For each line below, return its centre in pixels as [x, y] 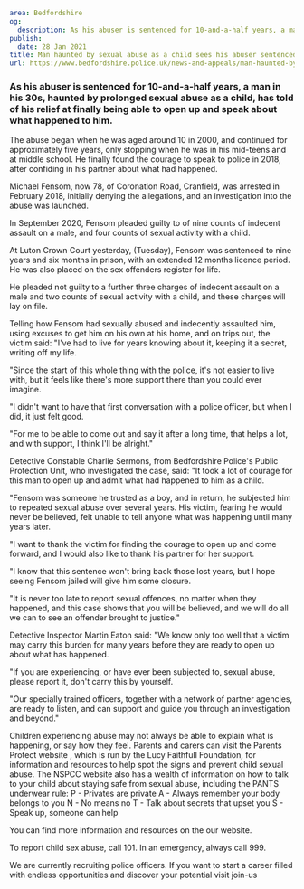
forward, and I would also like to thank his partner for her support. [132, 554]
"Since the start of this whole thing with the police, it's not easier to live [142, 370]
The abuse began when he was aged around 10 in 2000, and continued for [148, 140]
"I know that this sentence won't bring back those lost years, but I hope [142, 572]
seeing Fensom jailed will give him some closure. [100, 581]
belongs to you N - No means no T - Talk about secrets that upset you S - [147, 803]
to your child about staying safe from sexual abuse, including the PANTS [144, 784]
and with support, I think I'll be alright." [81, 444]
